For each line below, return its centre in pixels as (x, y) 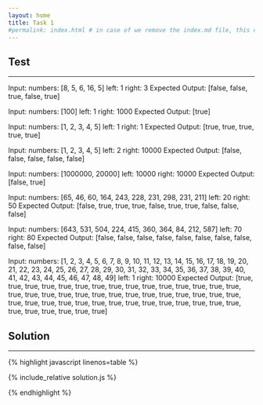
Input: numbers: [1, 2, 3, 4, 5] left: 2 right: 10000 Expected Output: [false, (125, 151)
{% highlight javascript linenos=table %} (73, 362)
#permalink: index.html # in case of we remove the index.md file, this (129, 30)
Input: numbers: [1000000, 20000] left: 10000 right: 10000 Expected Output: (131, 174)
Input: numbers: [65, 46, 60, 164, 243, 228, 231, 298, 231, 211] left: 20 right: (129, 198)
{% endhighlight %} (40, 392)
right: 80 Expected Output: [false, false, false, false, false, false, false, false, (130, 238)
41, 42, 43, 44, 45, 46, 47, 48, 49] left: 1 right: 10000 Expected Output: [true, (131, 278)
